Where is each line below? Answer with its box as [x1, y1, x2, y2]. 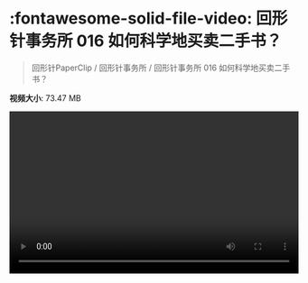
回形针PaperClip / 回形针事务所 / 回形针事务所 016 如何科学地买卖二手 [31, 62, 291, 73]
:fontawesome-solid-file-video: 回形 [9, 8, 288, 29]
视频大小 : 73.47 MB [9, 92, 81, 104]
